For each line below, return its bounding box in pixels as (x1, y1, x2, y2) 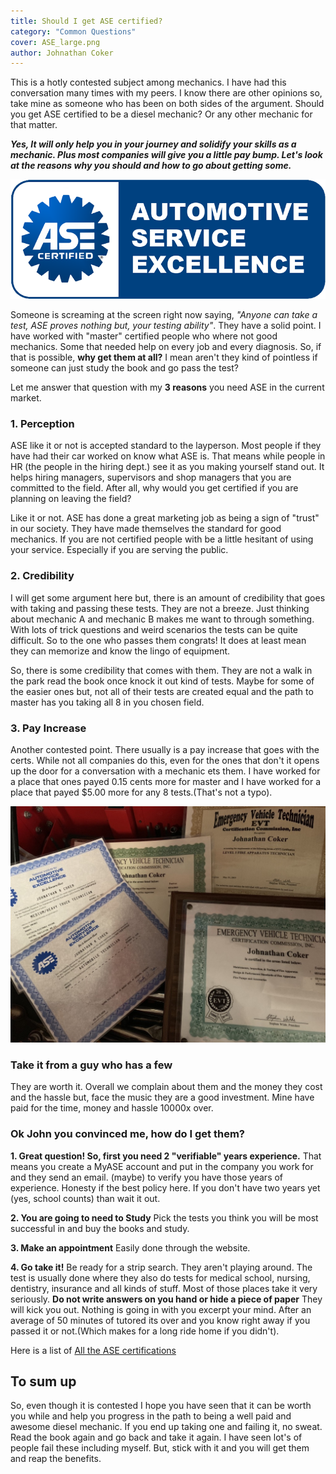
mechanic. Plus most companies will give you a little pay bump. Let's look (10, 149, 323, 161)
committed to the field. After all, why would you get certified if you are (10, 482, 299, 494)
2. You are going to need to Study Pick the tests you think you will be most (10, 1211, 319, 1224)
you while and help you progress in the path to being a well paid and (10, 1410, 292, 1422)
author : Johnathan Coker (10, 48, 114, 58)
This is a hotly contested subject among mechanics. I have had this (10, 76, 287, 89)
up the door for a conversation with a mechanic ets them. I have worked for (10, 765, 321, 777)
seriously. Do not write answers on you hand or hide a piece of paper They (10, 1293, 323, 1305)
